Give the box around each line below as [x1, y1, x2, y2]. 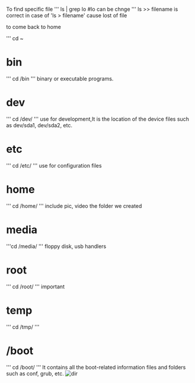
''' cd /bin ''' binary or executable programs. [6, 75, 114, 82]
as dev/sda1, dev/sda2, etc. [6, 121, 73, 128]
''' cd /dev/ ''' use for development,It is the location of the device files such [6, 115, 190, 123]
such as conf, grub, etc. [6, 370, 64, 377]
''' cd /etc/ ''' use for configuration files [6, 162, 102, 169]
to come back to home [6, 24, 61, 30]
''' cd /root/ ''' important [6, 283, 65, 290]
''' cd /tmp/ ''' [6, 323, 40, 330]
